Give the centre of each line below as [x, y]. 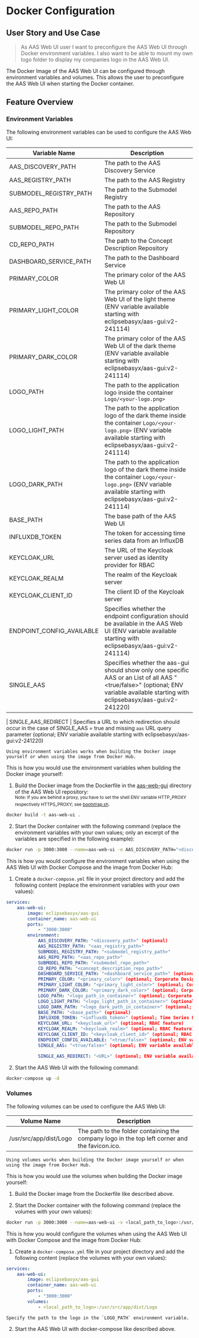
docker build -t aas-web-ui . [44, 815]
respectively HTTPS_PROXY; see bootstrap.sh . [62, 805]
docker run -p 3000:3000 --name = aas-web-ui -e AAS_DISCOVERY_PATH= [91, 850]
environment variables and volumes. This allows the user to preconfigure [95, 77]
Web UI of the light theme [140, 299]
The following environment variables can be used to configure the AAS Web [99, 132]
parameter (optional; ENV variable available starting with [75, 734]
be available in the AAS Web [144, 623]
